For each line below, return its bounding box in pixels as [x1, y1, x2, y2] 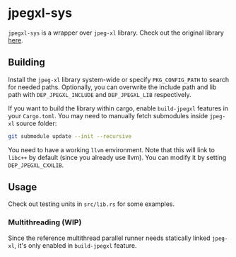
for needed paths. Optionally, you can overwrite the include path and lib [8, 83, 217, 91]
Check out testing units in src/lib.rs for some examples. [8, 200, 175, 208]
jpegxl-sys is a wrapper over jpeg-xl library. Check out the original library [8, 28, 225, 37]
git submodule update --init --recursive [8, 132, 132, 139]
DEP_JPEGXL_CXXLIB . [8, 161, 64, 169]
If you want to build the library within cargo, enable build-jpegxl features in [8, 104, 229, 113]
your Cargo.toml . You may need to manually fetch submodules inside [8, 111, 208, 120]
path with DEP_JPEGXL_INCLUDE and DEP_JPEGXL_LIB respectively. [8, 90, 191, 98]
